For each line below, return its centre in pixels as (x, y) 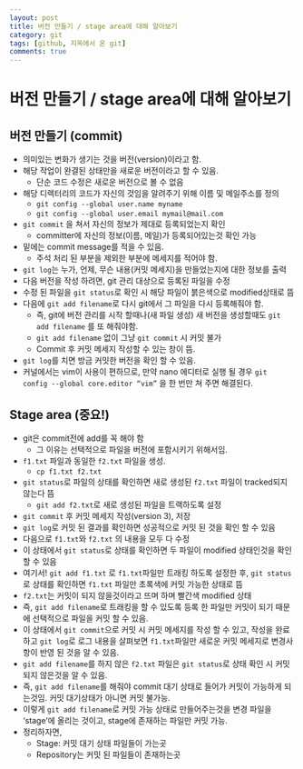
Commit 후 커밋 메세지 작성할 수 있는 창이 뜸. (116, 349)
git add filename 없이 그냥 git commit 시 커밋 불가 (129, 338)
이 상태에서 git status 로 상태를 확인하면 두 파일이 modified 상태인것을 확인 (157, 550)
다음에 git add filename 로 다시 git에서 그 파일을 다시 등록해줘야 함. (143, 304)
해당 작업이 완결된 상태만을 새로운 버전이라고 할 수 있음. (121, 171)
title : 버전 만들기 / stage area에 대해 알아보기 (93, 26)
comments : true (38, 52)
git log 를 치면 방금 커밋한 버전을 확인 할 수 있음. (109, 361)
